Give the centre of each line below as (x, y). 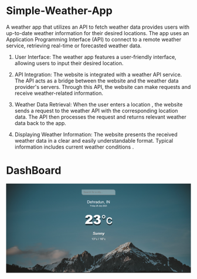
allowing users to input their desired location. (69, 63)
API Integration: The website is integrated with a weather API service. (98, 74)
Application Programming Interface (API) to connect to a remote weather (94, 39)
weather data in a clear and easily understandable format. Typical (94, 140)
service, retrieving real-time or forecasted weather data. (74, 46)
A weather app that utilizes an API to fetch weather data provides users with (98, 27)
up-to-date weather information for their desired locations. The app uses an (98, 33)
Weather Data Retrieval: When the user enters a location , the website (98, 104)
